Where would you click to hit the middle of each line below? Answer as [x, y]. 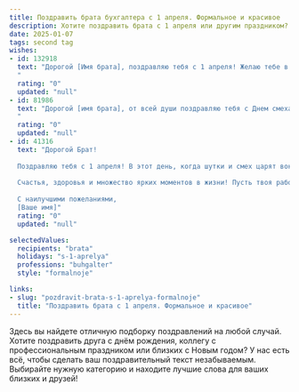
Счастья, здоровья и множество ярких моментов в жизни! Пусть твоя [145, 183]
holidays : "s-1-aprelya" [63, 257]
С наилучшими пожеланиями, [67, 200]
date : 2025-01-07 [41, 34]
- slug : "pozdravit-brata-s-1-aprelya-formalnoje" [105, 297]
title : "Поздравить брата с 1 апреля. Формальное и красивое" [135, 306]
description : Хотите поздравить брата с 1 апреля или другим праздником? [149, 26]
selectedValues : [39, 240]
